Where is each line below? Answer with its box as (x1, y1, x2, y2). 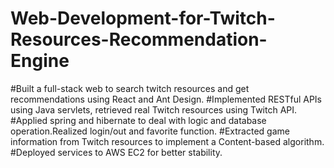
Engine (10, 50, 70, 72)
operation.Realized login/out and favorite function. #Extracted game (10, 125, 290, 137)
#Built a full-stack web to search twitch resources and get (10, 82, 250, 94)
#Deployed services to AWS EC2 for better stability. (10, 146, 223, 158)
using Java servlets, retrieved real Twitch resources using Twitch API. (10, 103, 298, 116)
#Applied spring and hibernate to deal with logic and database (10, 114, 267, 126)
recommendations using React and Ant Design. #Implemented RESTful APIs (10, 93, 322, 105)
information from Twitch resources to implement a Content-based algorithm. (10, 135, 325, 147)
